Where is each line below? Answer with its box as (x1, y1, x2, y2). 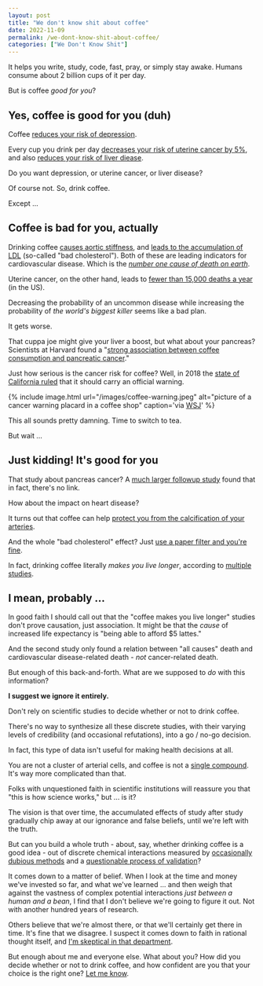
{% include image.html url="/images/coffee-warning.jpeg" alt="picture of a (8, 392, 252, 401)
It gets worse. (8, 321, 53, 331)
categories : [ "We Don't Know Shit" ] (8, 41, 128, 49)
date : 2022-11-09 (8, 26, 65, 34)
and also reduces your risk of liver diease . (8, 152, 144, 162)
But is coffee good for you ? (8, 86, 97, 95)
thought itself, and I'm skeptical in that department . (8, 937, 174, 947)
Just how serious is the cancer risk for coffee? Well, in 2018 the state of (8, 368, 240, 378)
